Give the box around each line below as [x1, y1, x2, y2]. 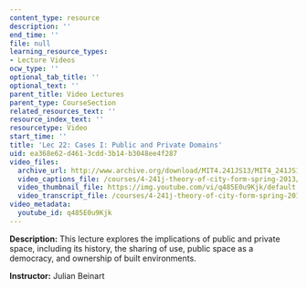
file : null [9, 38, 51, 48]
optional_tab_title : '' [9, 73, 101, 82]
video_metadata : [9, 200, 71, 210]
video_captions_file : [17, 174, 101, 183]
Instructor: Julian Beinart [9, 270, 105, 281]
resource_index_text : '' [9, 115, 104, 124]
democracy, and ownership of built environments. [9, 253, 196, 263]
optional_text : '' [9, 81, 79, 90]
